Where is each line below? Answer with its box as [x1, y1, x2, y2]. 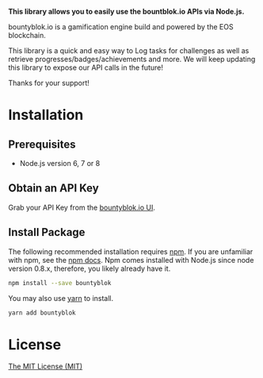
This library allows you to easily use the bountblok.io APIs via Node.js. [8, 7, 245, 16]
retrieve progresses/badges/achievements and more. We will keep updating [8, 55, 256, 64]
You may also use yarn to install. [8, 293, 114, 303]
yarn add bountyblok [8, 309, 77, 317]
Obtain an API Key [8, 182, 99, 195]
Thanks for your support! [8, 79, 90, 87]
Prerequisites [8, 137, 76, 151]
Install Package [8, 226, 86, 239]
